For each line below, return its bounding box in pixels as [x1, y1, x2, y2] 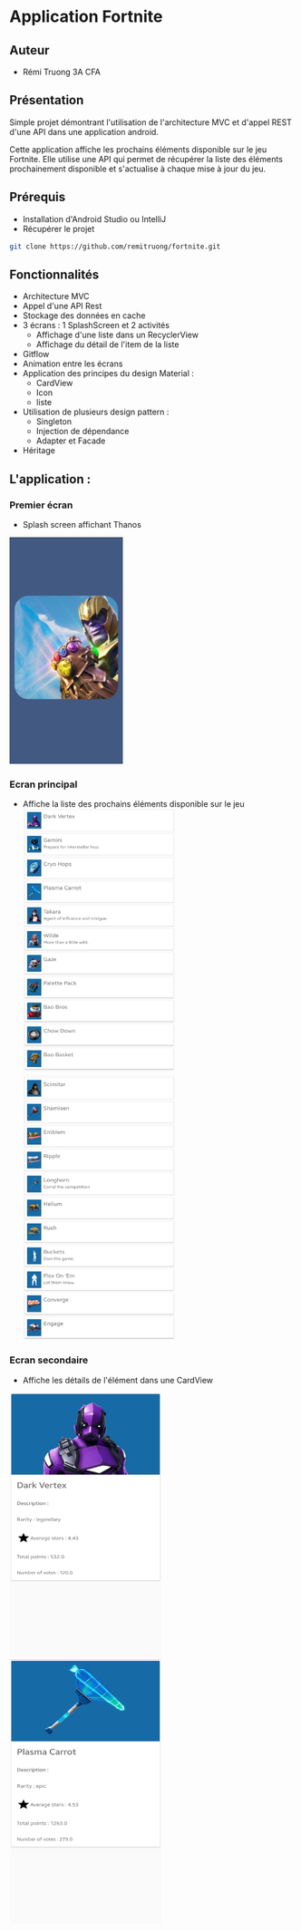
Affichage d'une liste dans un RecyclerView [35, 329, 199, 341]
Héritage [22, 445, 56, 456]
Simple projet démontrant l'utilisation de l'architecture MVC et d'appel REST [9, 116, 293, 128]
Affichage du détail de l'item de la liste [35, 339, 180, 350]
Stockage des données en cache [22, 310, 146, 321]
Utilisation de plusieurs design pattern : [22, 406, 170, 418]
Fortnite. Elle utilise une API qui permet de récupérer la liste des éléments [9, 153, 284, 164]
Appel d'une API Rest [22, 301, 102, 312]
